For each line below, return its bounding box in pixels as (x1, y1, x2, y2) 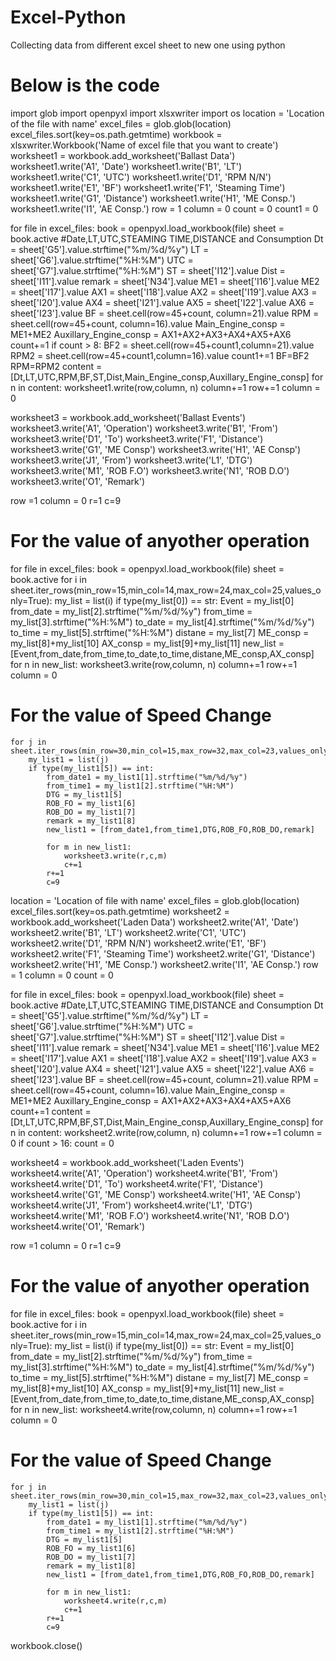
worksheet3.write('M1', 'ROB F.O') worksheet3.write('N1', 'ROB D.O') (10, 464, 290, 476)
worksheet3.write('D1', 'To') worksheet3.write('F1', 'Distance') (10, 432, 264, 445)
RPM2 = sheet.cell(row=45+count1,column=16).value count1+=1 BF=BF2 (10, 349, 310, 361)
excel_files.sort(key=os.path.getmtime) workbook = (10, 128, 223, 140)
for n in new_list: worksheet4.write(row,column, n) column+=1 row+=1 (10, 1403, 298, 1415)
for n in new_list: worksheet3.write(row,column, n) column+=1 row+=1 (10, 658, 298, 670)
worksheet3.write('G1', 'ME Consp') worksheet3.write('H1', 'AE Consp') (10, 443, 302, 455)
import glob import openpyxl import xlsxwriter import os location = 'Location (10, 107, 325, 119)
